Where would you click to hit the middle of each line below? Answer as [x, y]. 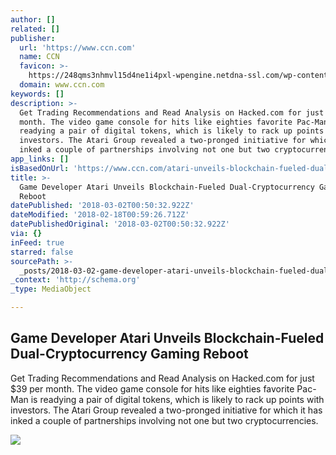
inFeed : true [37, 242]
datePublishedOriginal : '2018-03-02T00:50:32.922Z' [120, 224]
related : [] [35, 29]
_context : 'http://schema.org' [75, 280]
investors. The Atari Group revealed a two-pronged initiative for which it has [166, 410]
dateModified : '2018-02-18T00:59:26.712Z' [100, 215]
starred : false [42, 252]
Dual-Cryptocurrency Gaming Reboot [129, 354]
